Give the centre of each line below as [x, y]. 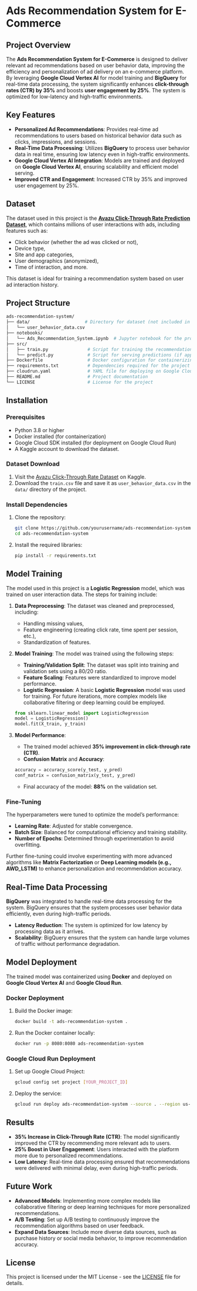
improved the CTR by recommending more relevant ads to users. [93, 1143]
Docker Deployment [35, 998]
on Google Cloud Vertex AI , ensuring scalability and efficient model [96, 166]
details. [15, 1283]
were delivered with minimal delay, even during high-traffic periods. [96, 1168]
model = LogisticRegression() [52, 718]
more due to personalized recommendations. [69, 1155]
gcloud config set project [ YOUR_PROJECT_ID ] [71, 1082]
